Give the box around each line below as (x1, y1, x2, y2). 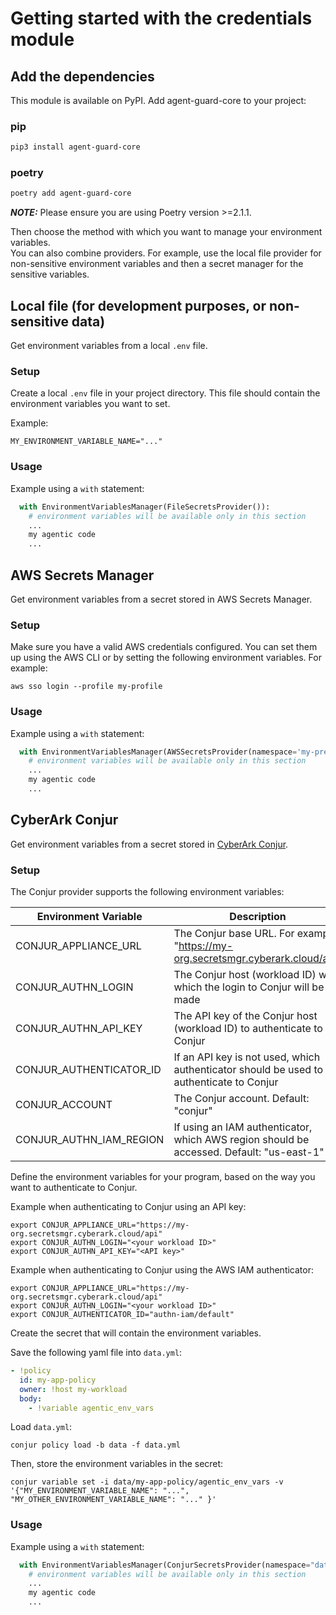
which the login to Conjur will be (173, 980, 325, 994)
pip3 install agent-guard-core (10, 142, 141, 152)
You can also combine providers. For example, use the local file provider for (10, 247, 322, 259)
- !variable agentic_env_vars (28, 1403, 155, 1413)
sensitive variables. (10, 268, 90, 281)
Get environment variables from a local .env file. (10, 340, 208, 352)
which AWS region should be (173, 1133, 310, 1147)
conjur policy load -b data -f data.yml (10, 1440, 182, 1451)
